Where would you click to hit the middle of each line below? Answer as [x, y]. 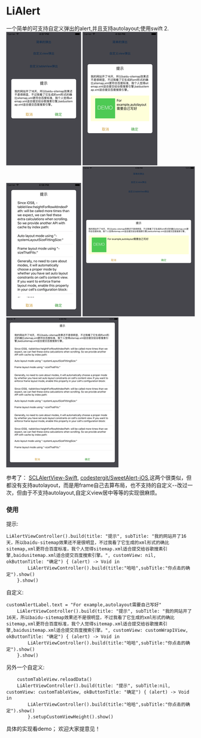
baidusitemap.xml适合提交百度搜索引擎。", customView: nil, [85, 556]
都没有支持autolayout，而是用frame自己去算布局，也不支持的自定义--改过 [97, 485]
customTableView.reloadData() [55, 680]
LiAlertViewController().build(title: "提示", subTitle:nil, [94, 686]
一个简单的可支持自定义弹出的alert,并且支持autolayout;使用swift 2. [88, 28]
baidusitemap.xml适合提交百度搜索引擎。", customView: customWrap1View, [101, 631]
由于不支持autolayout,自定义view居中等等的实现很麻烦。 [91, 492]
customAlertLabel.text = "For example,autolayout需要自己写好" [84, 605]
